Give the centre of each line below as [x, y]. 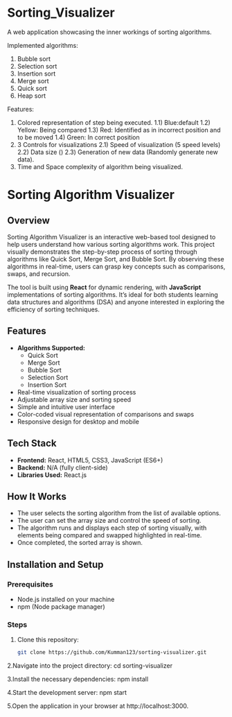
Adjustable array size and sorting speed [74, 399]
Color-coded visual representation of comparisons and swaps [106, 414]
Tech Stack [32, 443]
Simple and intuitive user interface [66, 406]
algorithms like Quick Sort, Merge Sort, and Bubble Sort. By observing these [116, 259]
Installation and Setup [55, 564]
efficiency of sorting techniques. [54, 309]
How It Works [37, 496]
